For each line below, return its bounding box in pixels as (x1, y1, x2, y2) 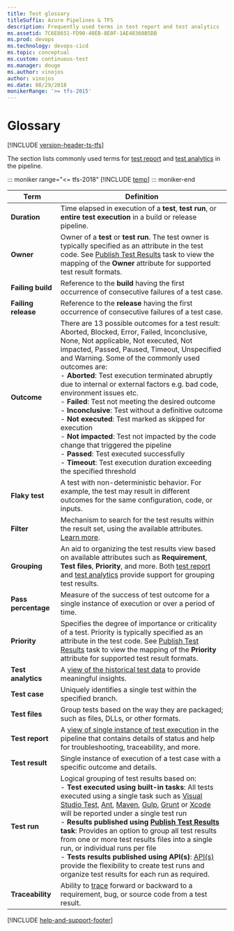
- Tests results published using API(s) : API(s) (60, 852, 214, 862)
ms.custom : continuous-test (7, 56, 89, 63)
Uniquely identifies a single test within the (60, 685, 197, 695)
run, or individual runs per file (60, 843, 157, 853)
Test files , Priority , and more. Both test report (60, 561, 211, 571)
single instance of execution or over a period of (60, 599, 215, 609)
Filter (10, 524, 29, 533)
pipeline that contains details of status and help (60, 734, 215, 744)
